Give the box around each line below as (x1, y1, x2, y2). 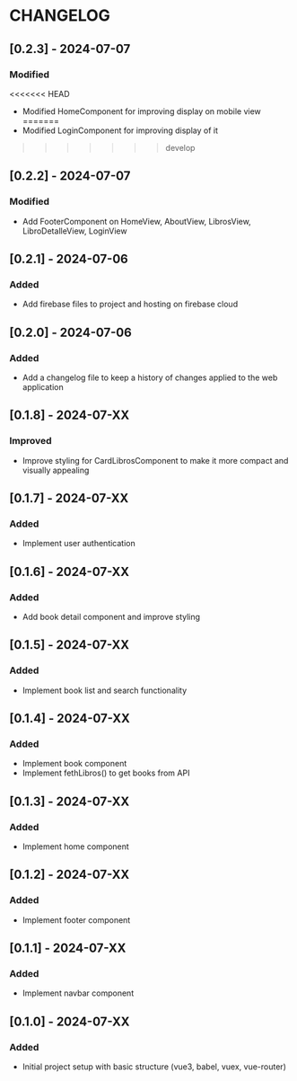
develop (165, 142, 196, 153)
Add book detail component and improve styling (22, 612, 200, 622)
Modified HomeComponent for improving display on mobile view (22, 105, 262, 117)
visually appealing (22, 465, 90, 475)
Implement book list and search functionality (22, 685, 188, 696)
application (22, 381, 65, 392)
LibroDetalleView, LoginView (22, 226, 127, 236)
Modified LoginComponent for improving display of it (22, 125, 218, 136)
